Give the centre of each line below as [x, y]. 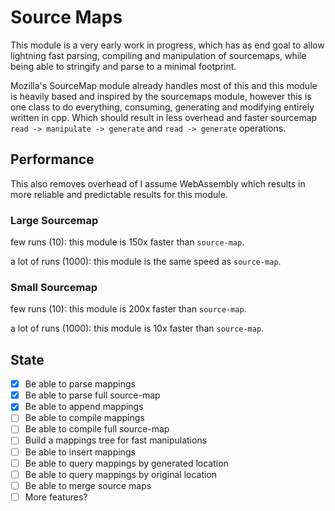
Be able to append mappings [84, 407]
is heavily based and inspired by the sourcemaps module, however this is [161, 96]
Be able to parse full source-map [92, 395]
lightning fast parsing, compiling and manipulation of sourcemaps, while [158, 55]
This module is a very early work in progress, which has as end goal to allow [167, 45]
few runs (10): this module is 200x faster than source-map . [128, 309]
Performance [52, 159]
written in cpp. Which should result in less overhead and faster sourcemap [164, 117]
